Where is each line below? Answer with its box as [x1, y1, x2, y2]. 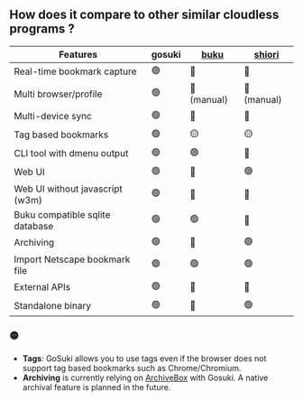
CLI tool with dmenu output [14, 147, 129, 160]
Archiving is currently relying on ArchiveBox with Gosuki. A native [22, 372, 269, 383]
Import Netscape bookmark [14, 253, 131, 266]
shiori [253, 48, 280, 61]
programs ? [9, 22, 75, 37]
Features [58, 48, 97, 61]
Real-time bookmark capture [14, 65, 137, 78]
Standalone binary [14, 300, 92, 312]
